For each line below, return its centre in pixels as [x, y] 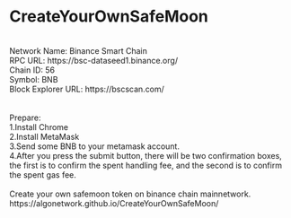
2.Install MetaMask [44, 136]
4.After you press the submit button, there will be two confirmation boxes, [146, 155]
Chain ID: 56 [32, 70]
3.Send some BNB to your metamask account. [94, 146]
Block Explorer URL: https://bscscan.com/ [87, 89]
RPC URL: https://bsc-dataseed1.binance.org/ [93, 60]
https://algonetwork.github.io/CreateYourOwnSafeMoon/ [114, 203]
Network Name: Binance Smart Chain [79, 50]
